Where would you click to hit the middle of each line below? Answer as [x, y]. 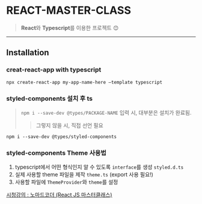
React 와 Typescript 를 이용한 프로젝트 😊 [70, 28]
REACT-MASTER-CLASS [69, 10]
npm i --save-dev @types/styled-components [62, 136]
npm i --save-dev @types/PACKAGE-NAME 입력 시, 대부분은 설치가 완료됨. [106, 112]
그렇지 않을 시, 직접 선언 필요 [69, 125]
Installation [28, 52]
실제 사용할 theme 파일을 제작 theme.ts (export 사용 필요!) [84, 175]
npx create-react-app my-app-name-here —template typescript [84, 82]
